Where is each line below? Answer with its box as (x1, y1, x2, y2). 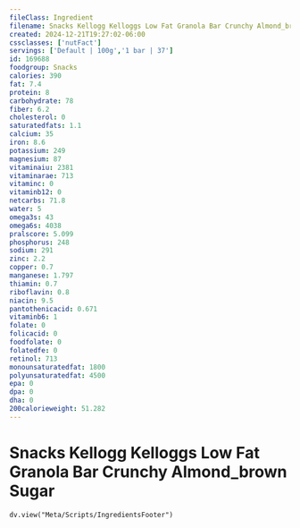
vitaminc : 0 (9, 180, 54, 189)
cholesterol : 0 (9, 113, 66, 122)
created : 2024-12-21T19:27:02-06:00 (9, 30, 146, 38)
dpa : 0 (9, 387, 34, 396)
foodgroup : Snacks (9, 64, 78, 72)
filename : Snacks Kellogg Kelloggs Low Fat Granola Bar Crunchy (9, 21, 254, 30)
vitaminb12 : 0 (9, 188, 62, 197)
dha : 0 (9, 396, 34, 405)
